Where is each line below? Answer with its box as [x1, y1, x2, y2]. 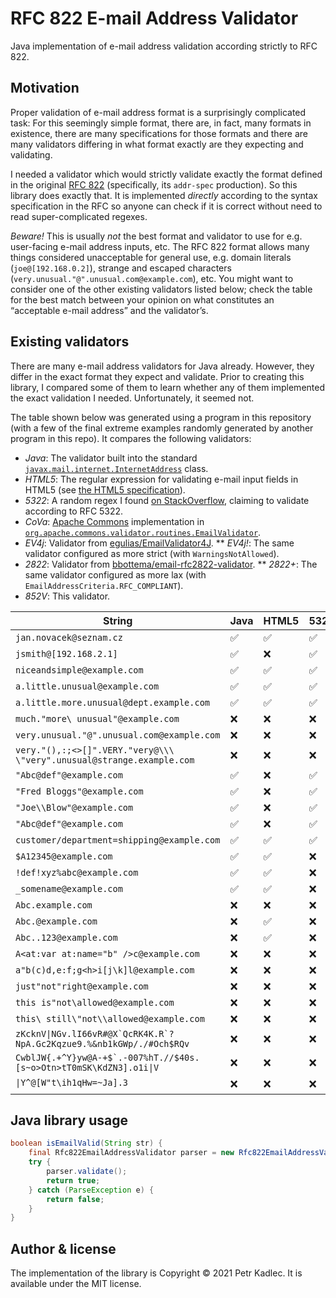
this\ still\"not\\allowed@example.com [15, 1013, 205, 1024]
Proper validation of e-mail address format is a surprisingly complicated [10, 106, 307, 118]
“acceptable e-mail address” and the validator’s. [10, 304, 209, 316]
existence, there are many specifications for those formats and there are [10, 127, 309, 139]
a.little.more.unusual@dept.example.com [15, 697, 210, 708]
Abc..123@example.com [15, 932, 118, 943]
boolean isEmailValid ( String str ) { [10, 1138, 163, 1149]
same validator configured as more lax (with [24, 568, 207, 581]
